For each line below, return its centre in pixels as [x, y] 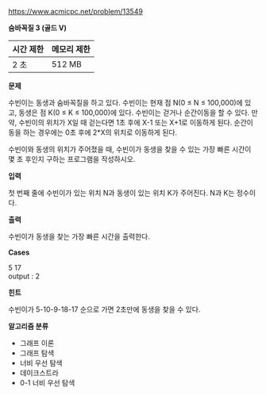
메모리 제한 [71, 49]
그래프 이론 [37, 343]
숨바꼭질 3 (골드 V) [38, 28]
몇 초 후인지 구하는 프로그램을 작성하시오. [72, 159]
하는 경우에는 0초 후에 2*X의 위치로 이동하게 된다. [100, 132]
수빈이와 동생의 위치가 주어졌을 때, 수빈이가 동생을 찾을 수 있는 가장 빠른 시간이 [130, 149]
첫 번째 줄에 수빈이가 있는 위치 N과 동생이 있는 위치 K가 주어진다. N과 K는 [121, 193]
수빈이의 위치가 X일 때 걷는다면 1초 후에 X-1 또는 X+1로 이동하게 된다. [125, 123]
